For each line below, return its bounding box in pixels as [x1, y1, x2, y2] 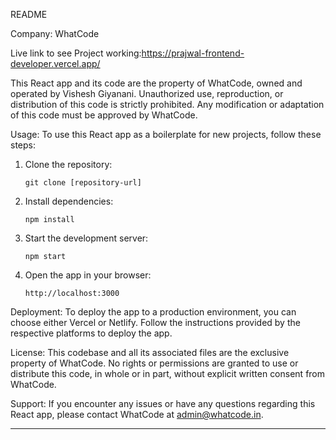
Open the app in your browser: [24, 269, 152, 281]
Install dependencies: [24, 195, 114, 207]
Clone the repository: [24, 159, 113, 170]
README [10, 9, 48, 20]
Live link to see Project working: [10, 47, 142, 59]
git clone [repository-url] [24, 178, 142, 188]
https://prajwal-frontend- [141, 47, 245, 59]
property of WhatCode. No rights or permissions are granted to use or [10, 357, 299, 369]
